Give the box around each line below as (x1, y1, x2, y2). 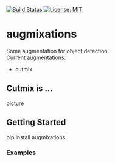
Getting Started (6, 117, 66, 128)
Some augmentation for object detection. (6, 47, 110, 54)
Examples (6, 148, 37, 157)
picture (6, 100, 24, 107)
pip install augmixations (6, 133, 66, 140)
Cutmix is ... (6, 83, 53, 94)
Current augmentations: (6, 54, 66, 61)
